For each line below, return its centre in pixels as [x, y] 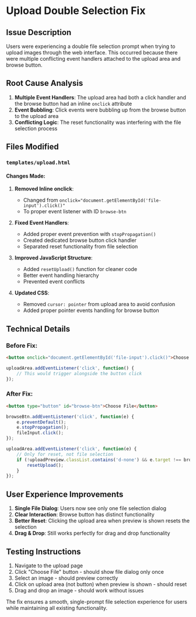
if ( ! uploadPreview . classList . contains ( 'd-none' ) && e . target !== [99, 460]
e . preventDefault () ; [41, 422]
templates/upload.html [38, 163]
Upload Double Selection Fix [76, 11]
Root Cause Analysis [45, 83]
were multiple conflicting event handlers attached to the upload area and [93, 59]
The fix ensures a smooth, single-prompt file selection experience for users [97, 602]
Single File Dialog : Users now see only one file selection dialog [90, 508]
